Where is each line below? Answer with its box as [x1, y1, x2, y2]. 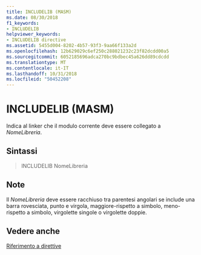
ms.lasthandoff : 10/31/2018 [6, 71, 77, 77]
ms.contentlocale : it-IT [6, 65, 69, 71]
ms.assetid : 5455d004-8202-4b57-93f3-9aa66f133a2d [6, 43, 137, 49]
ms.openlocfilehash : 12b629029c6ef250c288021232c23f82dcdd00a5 [6, 48, 170, 54]
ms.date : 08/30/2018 [6, 15, 59, 21]
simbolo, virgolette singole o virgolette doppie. [31, 208, 147, 216]
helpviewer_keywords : [6, 31, 61, 37]
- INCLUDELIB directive [6, 37, 67, 43]
